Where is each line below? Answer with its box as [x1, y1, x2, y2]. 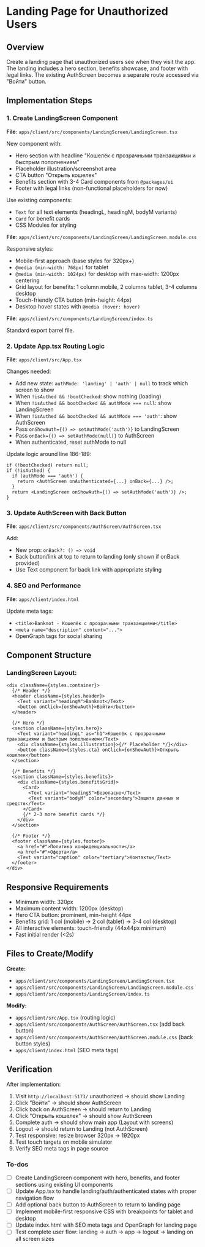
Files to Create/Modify [6, 948, 94, 959]
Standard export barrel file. [6, 326, 75, 334]
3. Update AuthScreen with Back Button [6, 508, 127, 517]
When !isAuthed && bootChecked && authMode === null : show [15, 399, 172, 406]
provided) [15, 559, 40, 567]
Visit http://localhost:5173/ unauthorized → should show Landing [15, 1092, 185, 1099]
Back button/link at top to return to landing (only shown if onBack [15, 553, 180, 561]
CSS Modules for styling [15, 221, 76, 229]
